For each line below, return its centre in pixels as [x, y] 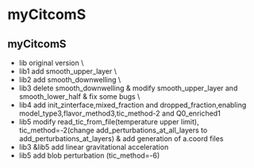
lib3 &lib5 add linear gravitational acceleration [94, 147]
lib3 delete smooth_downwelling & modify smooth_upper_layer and [128, 88]
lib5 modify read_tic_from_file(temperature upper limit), [109, 122]
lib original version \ [51, 63]
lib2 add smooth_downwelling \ [70, 80]
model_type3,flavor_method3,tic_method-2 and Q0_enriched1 [120, 113]
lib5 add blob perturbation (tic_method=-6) [89, 155]
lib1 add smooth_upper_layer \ [67, 71]
